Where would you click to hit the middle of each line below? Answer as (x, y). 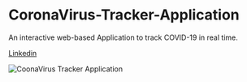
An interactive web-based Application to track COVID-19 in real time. (123, 37)
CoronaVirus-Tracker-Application (124, 15)
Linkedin (23, 53)
